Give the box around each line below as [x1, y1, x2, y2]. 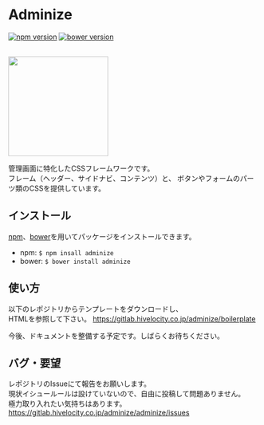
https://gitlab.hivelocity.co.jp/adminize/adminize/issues [8, 408, 190, 418]
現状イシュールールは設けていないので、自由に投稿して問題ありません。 [8, 389, 246, 399]
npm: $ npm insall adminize [19, 247, 114, 257]
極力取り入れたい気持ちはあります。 [8, 399, 127, 408]
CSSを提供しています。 [29, 183, 106, 193]
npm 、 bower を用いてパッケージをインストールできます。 [8, 231, 197, 241]
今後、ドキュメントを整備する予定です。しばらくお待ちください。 [8, 331, 225, 340]
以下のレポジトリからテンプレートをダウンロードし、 [8, 304, 183, 313]
